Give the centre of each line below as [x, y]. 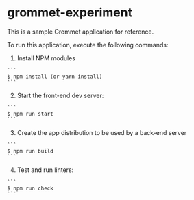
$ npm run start [30, 114]
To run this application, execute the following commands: [88, 45]
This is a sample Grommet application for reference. [81, 32]
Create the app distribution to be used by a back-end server [102, 132]
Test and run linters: [45, 170]
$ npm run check [30, 188]
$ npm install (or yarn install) [55, 77]
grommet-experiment [70, 13]
